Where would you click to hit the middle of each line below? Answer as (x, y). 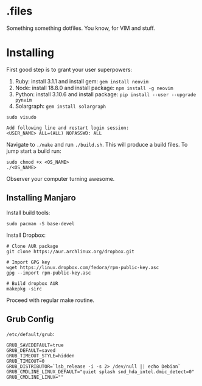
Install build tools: (28, 212)
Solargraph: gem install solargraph (61, 106)
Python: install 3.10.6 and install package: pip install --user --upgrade (106, 94)
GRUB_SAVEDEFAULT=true (35, 345)
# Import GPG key (28, 262)
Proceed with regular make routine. (50, 300)
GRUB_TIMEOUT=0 (26, 361)
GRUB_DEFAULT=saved (31, 350)
